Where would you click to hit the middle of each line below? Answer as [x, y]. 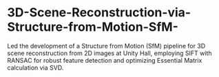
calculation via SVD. [35, 67]
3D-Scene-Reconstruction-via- [99, 13]
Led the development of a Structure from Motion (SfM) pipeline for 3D [106, 46]
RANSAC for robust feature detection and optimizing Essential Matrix [105, 60]
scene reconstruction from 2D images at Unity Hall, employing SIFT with [109, 53]
